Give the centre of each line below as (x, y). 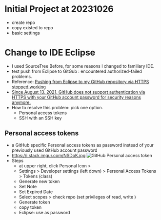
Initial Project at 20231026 (59, 9)
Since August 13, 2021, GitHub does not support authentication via (78, 92)
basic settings (26, 33)
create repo (23, 22)
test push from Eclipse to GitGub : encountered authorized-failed (77, 71)
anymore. (21, 102)
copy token (30, 207)
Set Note (28, 186)
